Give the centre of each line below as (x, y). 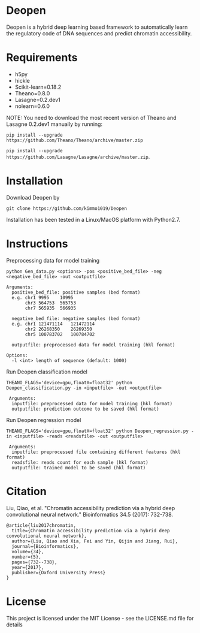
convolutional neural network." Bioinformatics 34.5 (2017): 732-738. (90, 514)
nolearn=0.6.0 (32, 106)
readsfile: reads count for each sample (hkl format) (80, 462)
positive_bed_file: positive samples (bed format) (76, 292)
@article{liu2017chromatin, (41, 525)
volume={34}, (28, 551)
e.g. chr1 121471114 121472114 (53, 324)
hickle (22, 80)
